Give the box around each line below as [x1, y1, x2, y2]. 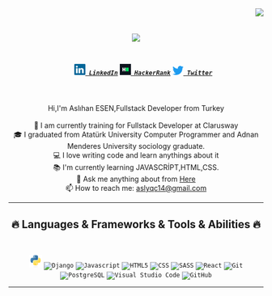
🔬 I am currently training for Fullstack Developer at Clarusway [33, 121, 239, 130]
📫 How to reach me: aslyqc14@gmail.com [65, 184, 207, 193]
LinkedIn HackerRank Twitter [88, 69, 213, 77]
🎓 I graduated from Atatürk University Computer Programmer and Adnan [13, 129, 259, 140]
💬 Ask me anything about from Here [76, 174, 196, 184]
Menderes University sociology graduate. [67, 142, 205, 151]
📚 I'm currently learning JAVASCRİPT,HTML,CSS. [53, 163, 219, 172]
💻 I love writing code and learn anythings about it [53, 150, 219, 160]
